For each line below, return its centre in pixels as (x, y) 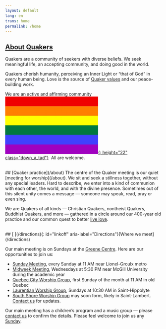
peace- (146, 79)
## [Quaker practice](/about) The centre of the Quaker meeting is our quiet (82, 173)
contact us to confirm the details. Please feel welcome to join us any (75, 316)
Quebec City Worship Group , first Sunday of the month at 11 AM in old (83, 280)
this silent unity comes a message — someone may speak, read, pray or (79, 194)
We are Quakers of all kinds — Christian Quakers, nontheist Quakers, (75, 209)
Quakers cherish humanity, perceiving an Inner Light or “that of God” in (78, 74)
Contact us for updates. (36, 301)
